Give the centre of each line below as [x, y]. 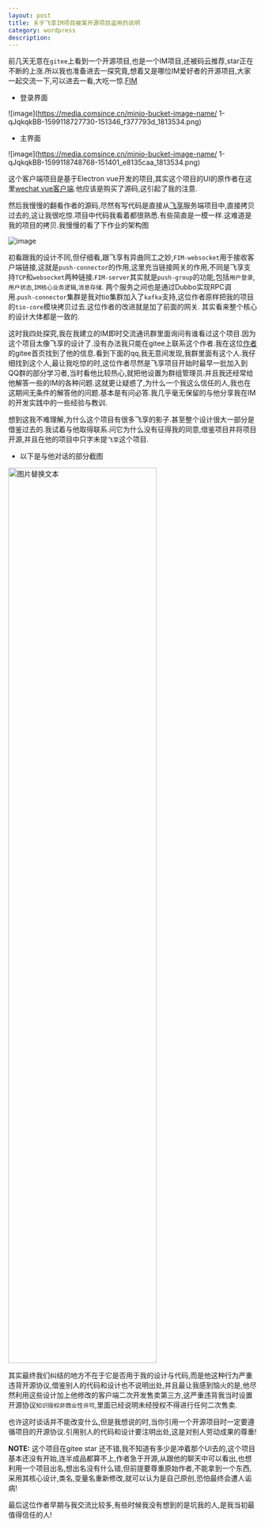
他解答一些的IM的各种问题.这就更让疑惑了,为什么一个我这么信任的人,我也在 [130, 383]
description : [30, 38]
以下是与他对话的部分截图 [61, 457]
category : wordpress [42, 30]
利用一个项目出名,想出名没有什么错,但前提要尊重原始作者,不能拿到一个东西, [130, 1468]
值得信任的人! [30, 1515]
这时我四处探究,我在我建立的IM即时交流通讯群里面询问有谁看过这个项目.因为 [132, 334]
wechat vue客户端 [45, 189]
